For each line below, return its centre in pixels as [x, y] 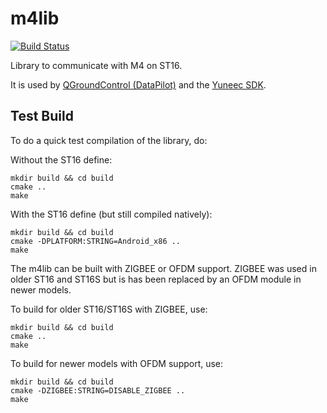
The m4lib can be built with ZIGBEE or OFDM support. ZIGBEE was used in [163, 268]
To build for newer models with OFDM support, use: [117, 363]
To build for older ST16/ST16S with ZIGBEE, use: [109, 309]
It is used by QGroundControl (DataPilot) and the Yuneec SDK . [138, 84]
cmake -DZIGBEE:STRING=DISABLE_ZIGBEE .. [98, 390]
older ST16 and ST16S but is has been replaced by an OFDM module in [156, 279]
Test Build [42, 116]
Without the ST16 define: [61, 159]
